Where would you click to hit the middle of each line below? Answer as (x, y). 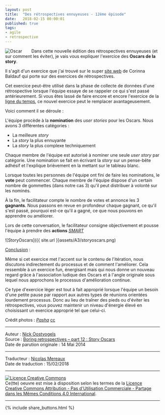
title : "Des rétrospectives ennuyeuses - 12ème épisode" (66, 14)
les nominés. (18, 191)
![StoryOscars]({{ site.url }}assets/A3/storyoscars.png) (61, 240)
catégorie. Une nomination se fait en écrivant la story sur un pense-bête (78, 160)
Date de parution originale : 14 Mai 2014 (45, 344)
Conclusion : (18, 249)
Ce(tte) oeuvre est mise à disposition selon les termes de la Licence (74, 383)
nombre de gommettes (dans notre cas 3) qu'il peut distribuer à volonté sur (81, 185)
